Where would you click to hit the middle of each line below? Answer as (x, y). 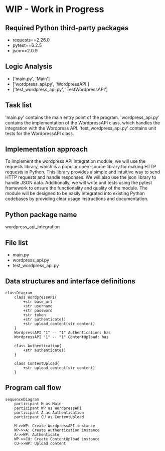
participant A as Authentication (49, 412)
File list (17, 243)
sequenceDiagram (22, 399)
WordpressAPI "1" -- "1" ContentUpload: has (61, 337)
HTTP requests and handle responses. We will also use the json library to (81, 177)
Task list (19, 105)
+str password (38, 310)
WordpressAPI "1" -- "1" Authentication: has (63, 333)
